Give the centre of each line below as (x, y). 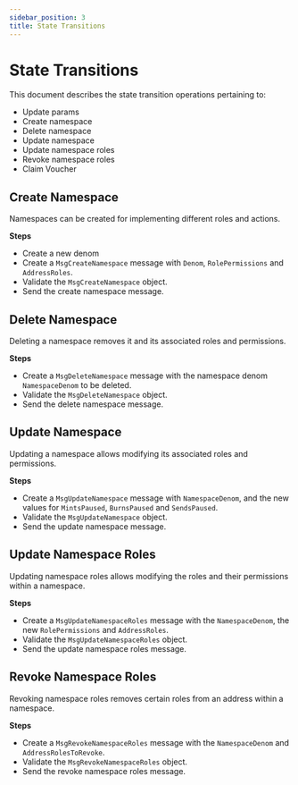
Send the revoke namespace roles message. (103, 771)
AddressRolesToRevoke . (63, 752)
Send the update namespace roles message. (104, 648)
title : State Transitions (57, 26)
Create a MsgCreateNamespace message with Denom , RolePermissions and (153, 263)
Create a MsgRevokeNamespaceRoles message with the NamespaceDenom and (156, 742)
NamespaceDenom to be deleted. (77, 385)
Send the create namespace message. (93, 291)
